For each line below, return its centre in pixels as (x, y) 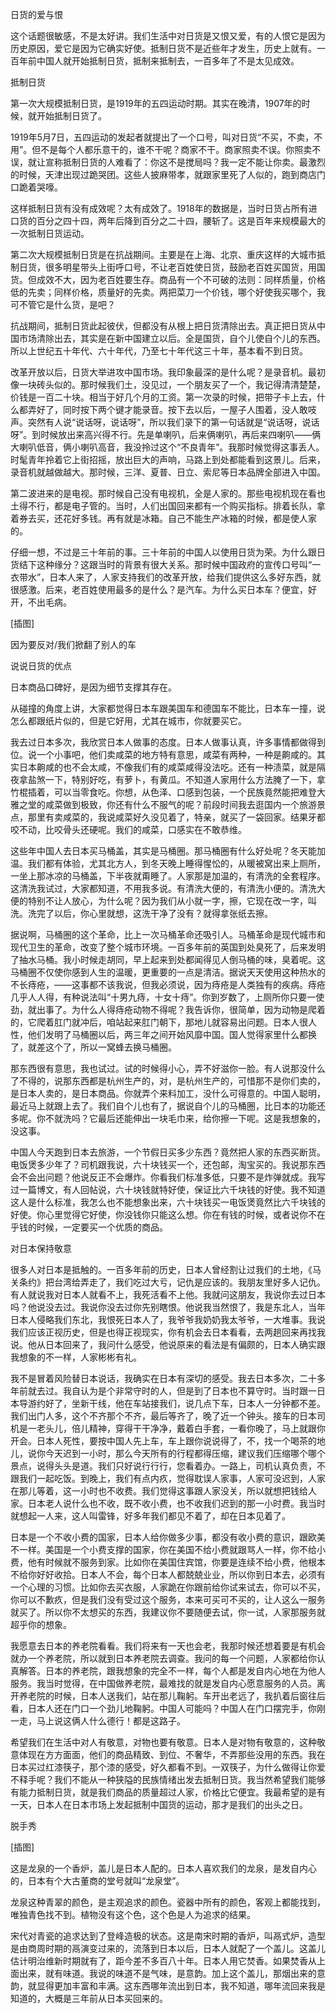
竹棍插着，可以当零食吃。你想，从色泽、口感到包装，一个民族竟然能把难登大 (168, 792)
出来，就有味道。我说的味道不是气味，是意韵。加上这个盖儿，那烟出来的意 (172, 1973)
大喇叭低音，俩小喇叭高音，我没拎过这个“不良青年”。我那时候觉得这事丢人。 (167, 447)
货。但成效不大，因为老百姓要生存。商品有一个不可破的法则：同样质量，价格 (168, 279)
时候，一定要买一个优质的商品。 (102, 1227)
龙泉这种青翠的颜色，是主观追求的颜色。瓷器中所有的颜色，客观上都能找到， (168, 1902)
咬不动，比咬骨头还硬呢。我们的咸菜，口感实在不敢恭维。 (128, 829)
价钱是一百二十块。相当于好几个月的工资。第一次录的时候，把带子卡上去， (163, 397)
